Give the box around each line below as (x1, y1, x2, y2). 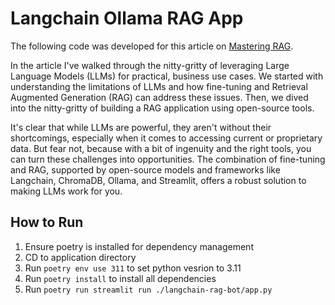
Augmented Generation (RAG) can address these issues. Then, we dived (10, 91, 309, 103)
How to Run (10, 214, 84, 231)
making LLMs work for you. (10, 185, 123, 197)
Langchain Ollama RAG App (10, 7, 244, 30)
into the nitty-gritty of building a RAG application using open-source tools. (10, 102, 315, 114)
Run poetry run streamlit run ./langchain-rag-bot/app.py (24, 283, 273, 295)
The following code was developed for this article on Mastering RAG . (10, 40, 294, 52)
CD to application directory (24, 251, 137, 263)
